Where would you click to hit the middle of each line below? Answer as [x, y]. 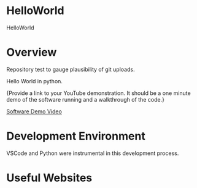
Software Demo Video [34, 111]
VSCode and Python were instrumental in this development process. [93, 153]
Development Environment [76, 136]
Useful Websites [49, 178]
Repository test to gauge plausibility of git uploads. [71, 69]
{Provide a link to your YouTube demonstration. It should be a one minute [99, 93]
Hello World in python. [35, 81]
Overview [32, 52]
